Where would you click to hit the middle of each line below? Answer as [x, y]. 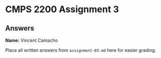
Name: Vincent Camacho [32, 40]
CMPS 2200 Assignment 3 [62, 9]
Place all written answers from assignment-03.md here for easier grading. [81, 50]
